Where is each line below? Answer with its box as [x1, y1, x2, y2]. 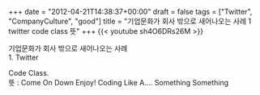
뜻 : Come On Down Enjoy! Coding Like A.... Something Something [8, 78, 229, 87]
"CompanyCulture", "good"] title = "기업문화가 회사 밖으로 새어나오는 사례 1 [8, 16, 252, 26]
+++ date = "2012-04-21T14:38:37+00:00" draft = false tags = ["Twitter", [8, 7, 253, 16]
